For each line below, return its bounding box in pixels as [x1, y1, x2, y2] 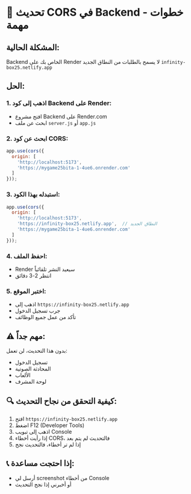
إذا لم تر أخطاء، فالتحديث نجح [14, 440, 81, 448]
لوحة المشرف [14, 378, 47, 385]
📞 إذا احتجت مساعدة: [6, 458, 75, 469]
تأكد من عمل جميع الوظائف [14, 314, 77, 321]
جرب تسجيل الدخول [14, 307, 61, 314]
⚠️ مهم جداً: [6, 331, 46, 341]
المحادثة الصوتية [14, 365, 51, 373]
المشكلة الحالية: [6, 42, 60, 52]
